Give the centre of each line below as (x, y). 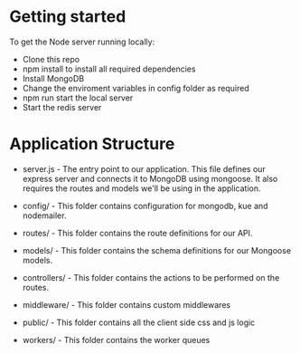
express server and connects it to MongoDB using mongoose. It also (150, 178)
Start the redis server (62, 107)
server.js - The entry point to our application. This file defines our (144, 168)
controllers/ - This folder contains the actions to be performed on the (151, 277)
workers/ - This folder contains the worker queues (116, 340)
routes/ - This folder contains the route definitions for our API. (137, 233)
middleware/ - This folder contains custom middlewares (127, 304)
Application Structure (92, 144)
